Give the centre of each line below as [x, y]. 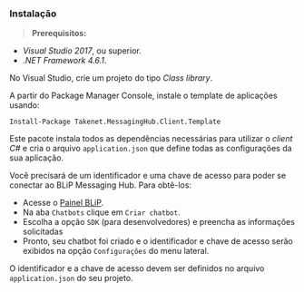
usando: [25, 105]
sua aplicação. [37, 158]
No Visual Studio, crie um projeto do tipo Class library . [111, 78]
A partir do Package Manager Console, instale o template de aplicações [144, 96]
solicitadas [43, 232]
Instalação [33, 14]
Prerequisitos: [59, 34]
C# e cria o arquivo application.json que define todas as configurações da [151, 149]
